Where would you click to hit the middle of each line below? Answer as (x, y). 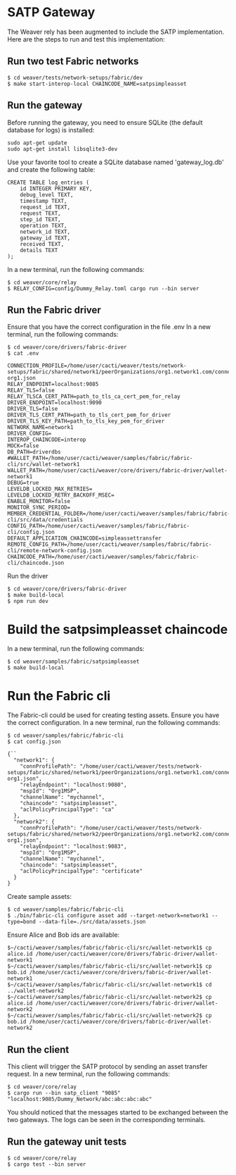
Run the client (38, 1049)
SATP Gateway (51, 12)
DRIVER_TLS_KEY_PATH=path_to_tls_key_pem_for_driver (86, 421)
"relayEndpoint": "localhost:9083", (74, 847)
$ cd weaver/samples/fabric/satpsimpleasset (73, 662)
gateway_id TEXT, (45, 238)
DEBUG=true (23, 483)
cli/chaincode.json (36, 563)
